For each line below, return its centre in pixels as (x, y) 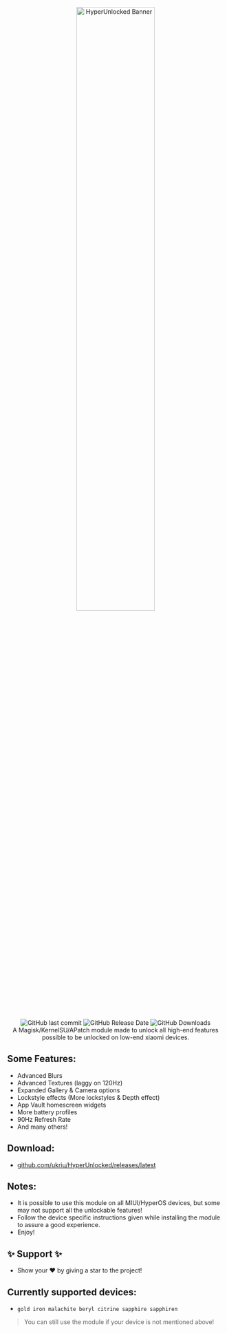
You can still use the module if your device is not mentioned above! (119, 1322)
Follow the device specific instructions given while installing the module (119, 1217)
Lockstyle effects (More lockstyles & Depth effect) (88, 1097)
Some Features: (42, 1059)
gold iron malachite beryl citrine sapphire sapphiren (97, 1310)
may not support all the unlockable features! (79, 1211)
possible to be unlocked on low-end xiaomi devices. (116, 1037)
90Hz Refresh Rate (44, 1119)
